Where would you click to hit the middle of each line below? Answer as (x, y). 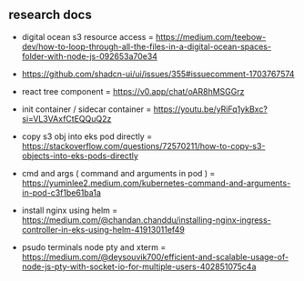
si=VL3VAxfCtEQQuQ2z (66, 118)
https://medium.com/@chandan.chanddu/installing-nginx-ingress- (147, 220)
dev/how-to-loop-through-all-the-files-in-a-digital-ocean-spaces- (147, 46)
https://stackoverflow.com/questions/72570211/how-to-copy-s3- (143, 146)
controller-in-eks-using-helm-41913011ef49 (103, 229)
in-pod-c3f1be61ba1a (61, 192)
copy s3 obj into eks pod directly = (86, 136)
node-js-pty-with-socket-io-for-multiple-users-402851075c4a (139, 266)
